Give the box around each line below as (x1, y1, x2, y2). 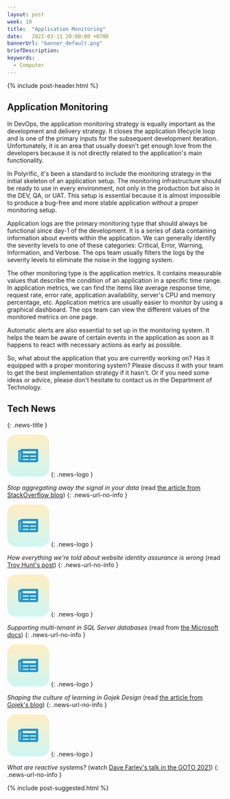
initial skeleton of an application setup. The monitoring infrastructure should (7, 176, 222, 185)
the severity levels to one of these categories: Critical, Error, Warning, (7, 241, 204, 249)
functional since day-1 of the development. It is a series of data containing (7, 227, 216, 235)
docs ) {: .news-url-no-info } (7, 631, 86, 639)
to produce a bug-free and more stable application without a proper (7, 198, 199, 207)
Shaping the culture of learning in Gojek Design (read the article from (7, 693, 203, 702)
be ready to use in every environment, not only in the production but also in (7, 184, 220, 192)
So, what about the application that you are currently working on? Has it (7, 354, 211, 362)
